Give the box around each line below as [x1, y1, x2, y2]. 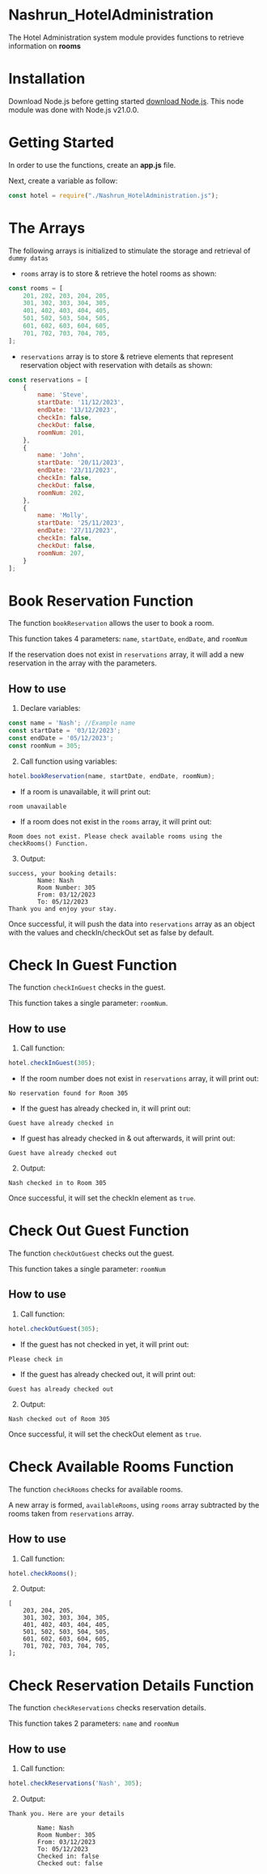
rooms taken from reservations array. [8, 1508, 134, 1518]
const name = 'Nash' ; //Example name [8, 719, 136, 727]
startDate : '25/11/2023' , [37, 519, 125, 528]
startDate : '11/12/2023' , [37, 399, 125, 407]
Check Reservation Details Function [8, 1676, 255, 1695]
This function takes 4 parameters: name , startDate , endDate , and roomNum [8, 634, 248, 644]
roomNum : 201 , [37, 428, 85, 437]
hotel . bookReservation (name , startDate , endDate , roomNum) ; [8, 772, 216, 780]
